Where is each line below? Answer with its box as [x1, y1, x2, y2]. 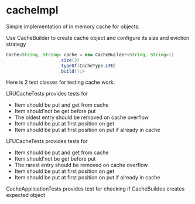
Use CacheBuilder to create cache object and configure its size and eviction [6, 34, 190, 41]
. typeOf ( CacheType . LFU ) [58, 63, 117, 69]
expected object [6, 192, 46, 199]
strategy [6, 40, 26, 47]
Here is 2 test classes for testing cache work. [6, 79, 115, 86]
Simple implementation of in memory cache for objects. [6, 23, 140, 30]
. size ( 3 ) [58, 57, 80, 63]
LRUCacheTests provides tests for [6, 90, 88, 97]
